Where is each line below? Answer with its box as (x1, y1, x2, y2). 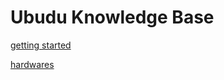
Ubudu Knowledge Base (10, 6, 215, 29)
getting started (10, 39, 72, 51)
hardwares (10, 58, 55, 70)
